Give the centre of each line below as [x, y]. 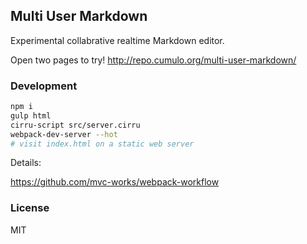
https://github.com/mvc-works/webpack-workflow [115, 182]
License [30, 208]
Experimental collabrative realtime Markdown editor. [117, 40]
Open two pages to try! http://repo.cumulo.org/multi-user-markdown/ [153, 60]
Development [44, 86]
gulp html [31, 115]
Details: [26, 163]
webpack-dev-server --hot [64, 134]
